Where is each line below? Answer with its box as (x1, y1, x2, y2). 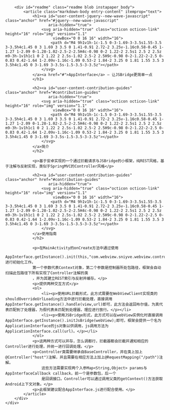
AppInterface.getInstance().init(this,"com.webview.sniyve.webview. (5, 254, 153, 259)
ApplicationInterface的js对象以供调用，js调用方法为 (5, 323, 109, 328)
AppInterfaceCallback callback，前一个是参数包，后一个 (5, 371, 116, 376)
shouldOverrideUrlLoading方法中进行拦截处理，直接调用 (5, 296, 113, 302)
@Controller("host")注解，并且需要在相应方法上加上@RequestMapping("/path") (5, 355, 159, 360)
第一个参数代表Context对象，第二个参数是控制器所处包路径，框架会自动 (32, 265, 161, 270)
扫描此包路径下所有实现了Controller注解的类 (5, 271, 89, 276)
